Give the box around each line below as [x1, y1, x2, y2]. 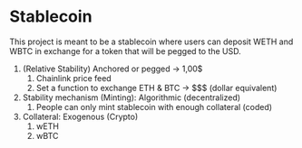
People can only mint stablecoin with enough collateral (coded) [35, 101, 273, 112]
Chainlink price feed [35, 72, 112, 83]
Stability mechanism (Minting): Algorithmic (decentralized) [22, 92, 241, 103]
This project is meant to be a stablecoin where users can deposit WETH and [9, 36, 294, 47]
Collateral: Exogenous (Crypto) [22, 111, 139, 122]
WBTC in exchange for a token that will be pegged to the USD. [9, 45, 242, 56]
